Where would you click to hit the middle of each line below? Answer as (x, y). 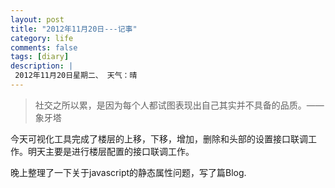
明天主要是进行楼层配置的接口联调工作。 (111, 151)
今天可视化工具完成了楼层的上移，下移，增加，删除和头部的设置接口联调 (159, 138)
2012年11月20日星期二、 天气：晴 (76, 76)
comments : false (44, 47)
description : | (42, 66)
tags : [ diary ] (40, 57)
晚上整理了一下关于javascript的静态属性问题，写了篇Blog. (128, 172)
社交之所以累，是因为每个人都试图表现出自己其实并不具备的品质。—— (179, 105)
